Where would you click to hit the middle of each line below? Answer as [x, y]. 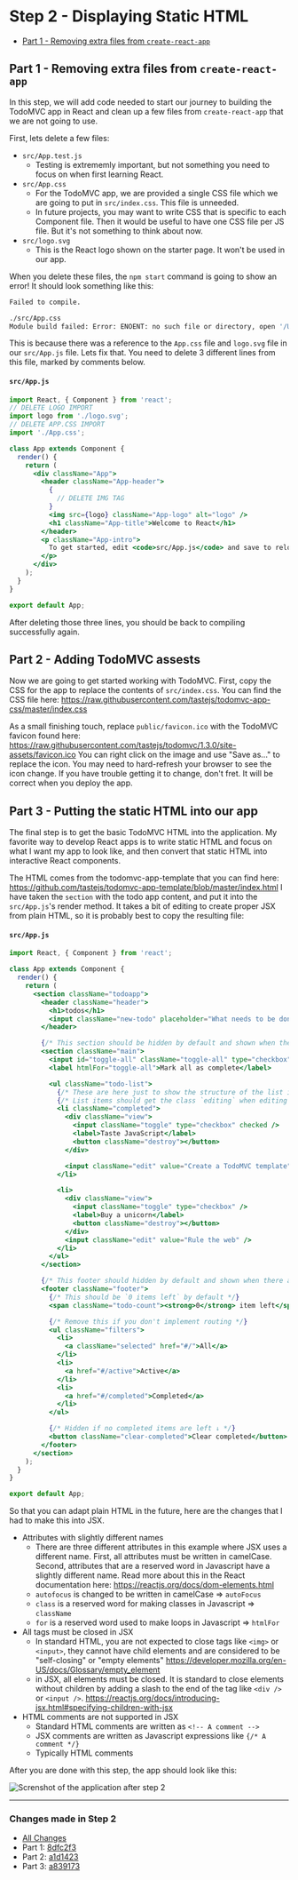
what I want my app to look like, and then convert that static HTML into [138, 851]
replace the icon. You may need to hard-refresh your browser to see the [141, 764]
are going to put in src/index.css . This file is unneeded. [137, 203]
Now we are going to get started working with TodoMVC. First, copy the [141, 681]
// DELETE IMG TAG [90, 498]
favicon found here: [45, 736]
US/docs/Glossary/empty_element [98, 1670]
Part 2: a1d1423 [50, 1857]
